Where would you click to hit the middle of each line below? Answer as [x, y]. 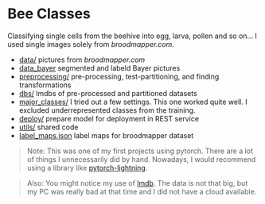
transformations [45, 85]
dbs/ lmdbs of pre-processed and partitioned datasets [108, 93]
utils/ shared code [49, 127]
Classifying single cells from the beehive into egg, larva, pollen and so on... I [132, 36]
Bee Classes [49, 14]
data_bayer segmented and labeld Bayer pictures [99, 67]
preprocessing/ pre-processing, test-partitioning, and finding [119, 76]
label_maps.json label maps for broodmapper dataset [106, 135]
